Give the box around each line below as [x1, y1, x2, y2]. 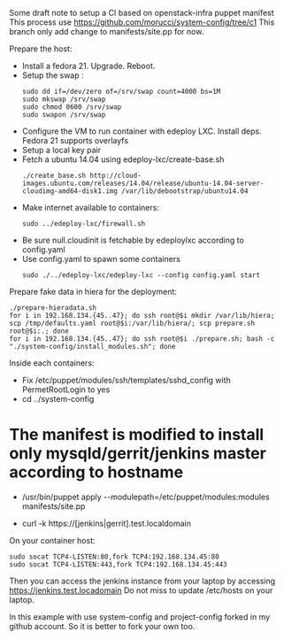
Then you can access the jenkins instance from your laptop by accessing [9, 575, 276, 586]
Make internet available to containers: [21, 203, 159, 212]
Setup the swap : [21, 70, 84, 81]
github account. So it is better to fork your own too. [9, 621, 196, 631]
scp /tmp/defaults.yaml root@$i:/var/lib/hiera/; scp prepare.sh [9, 319, 255, 328]
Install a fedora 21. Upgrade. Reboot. [21, 61, 156, 71]
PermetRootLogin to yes [21, 384, 111, 395]
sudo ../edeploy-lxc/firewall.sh [21, 220, 146, 228]
